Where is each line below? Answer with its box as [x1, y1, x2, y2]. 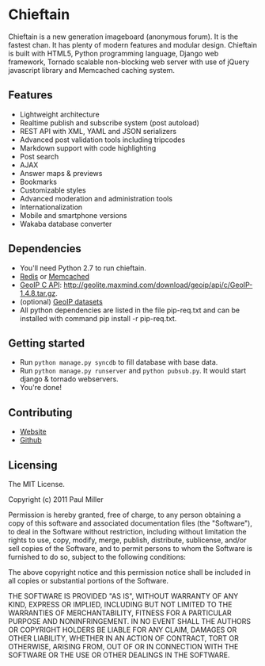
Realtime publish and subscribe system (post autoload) [19, 117, 200, 128]
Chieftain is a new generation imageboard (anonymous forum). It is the [8, 32, 239, 41]
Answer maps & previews [19, 168, 103, 178]
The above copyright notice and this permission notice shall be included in [8, 568, 251, 576]
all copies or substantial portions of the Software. [8, 576, 168, 585]
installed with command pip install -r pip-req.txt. [19, 313, 177, 323]
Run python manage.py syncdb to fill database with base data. [19, 358, 218, 367]
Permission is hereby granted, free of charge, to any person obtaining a [8, 510, 241, 519]
